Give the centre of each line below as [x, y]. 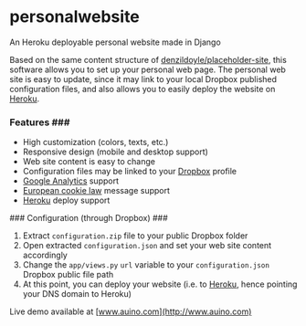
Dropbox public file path [68, 275]
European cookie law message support [96, 191]
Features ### [40, 122]
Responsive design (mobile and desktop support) [115, 152]
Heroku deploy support [66, 200]
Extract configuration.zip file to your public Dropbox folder [135, 236]
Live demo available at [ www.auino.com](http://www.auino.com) [131, 311]
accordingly [45, 255]
